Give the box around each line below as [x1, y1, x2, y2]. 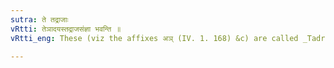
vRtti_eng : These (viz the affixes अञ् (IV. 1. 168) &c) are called [10, 33, 299, 43]
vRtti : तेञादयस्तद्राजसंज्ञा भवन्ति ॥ [10, 24, 122, 34]
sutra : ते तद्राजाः [10, 14, 69, 25]
